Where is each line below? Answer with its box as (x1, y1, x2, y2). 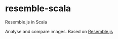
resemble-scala (5, 3, 71, 14)
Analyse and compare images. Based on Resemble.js (5, 28, 113, 34)
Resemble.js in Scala (5, 19, 47, 25)
